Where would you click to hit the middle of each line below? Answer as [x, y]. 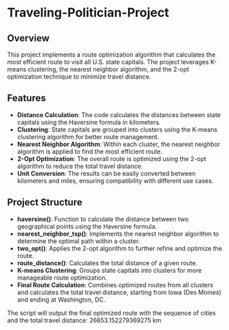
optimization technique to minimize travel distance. [79, 76]
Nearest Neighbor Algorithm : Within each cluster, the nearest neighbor [119, 144]
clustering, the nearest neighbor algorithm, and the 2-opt [108, 69]
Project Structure [45, 202]
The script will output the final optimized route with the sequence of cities [111, 313]
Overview [29, 38]
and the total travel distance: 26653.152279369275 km [84, 320]
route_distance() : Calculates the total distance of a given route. [107, 262]
